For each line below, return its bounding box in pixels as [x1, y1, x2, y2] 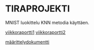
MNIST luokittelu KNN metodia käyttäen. [5, 19, 89, 25]
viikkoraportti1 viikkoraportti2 [5, 29, 66, 35]
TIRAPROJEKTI [5, 3, 70, 14]
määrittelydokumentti [5, 38, 50, 45]
